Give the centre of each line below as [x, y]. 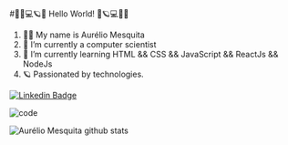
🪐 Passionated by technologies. [83, 74]
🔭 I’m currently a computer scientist [89, 44]
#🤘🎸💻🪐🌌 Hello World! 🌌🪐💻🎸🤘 [69, 14]
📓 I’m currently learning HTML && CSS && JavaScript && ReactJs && [150, 54]
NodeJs [37, 64]
